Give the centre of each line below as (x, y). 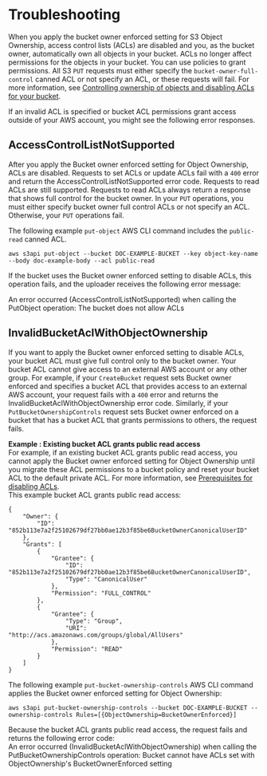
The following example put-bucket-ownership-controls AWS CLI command (131, 684)
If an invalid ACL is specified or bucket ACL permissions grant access (122, 111)
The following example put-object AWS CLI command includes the (118, 230)
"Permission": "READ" (87, 649)
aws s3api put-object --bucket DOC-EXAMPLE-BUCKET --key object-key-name (133, 254)
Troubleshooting (65, 15)
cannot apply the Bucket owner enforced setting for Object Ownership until (132, 461)
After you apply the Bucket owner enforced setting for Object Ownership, (128, 164)
